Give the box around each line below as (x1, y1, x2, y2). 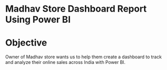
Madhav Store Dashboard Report (5, 3, 147, 15)
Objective (5, 37, 47, 49)
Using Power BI (5, 14, 71, 25)
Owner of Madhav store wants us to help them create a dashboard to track (5, 54, 162, 60)
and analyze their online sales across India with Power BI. (5, 59, 126, 65)
